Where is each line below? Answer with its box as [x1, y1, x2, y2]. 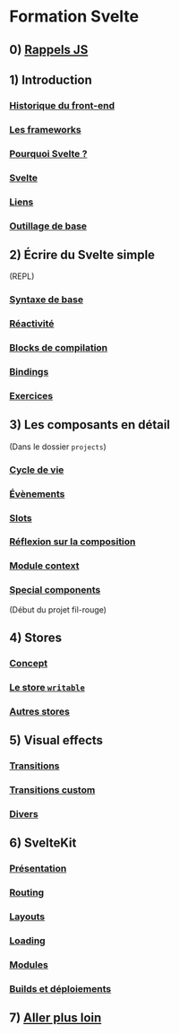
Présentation [9, 863, 67, 875]
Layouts [9, 910, 46, 923]
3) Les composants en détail [9, 417, 171, 432]
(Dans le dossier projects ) [9, 441, 107, 452]
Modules [9, 958, 49, 970]
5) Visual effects [9, 733, 104, 748]
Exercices [9, 389, 54, 402]
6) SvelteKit [9, 836, 77, 851]
